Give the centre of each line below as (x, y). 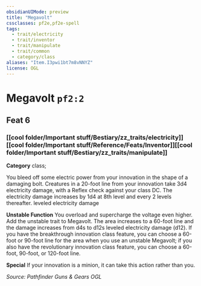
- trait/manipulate (36, 46)
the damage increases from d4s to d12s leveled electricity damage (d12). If (99, 228)
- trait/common (31, 51)
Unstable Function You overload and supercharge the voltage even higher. (100, 215)
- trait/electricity (37, 34)
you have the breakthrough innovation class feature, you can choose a (94, 234)
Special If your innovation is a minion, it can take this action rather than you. (101, 265)
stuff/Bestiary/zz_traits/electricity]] (130, 137)
